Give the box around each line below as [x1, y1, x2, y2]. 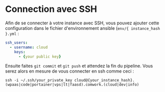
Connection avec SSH [5, 3, 97, 15]
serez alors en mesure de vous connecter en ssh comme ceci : [5, 68, 135, 74]
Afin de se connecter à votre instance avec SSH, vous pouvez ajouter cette [5, 20, 160, 26]
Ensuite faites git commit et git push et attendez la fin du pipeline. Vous [5, 63, 153, 69]
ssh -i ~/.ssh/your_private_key [5, 78, 72, 83]
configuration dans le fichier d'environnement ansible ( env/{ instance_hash [5, 25, 161, 31]
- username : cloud [9, 45, 48, 50]
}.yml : [5, 30, 19, 36]
